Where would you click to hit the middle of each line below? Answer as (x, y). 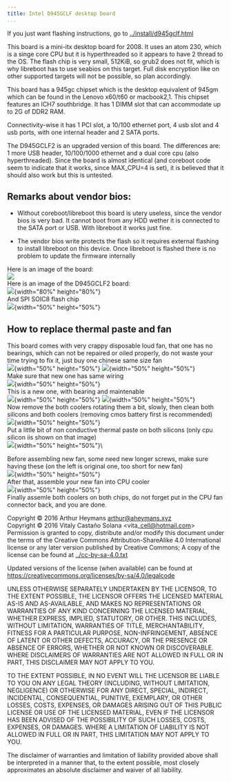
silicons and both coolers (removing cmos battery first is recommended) (110, 415)
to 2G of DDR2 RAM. (36, 111)
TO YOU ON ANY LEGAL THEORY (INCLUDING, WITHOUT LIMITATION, (109, 683)
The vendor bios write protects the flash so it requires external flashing (118, 241)
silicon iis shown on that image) (52, 437)
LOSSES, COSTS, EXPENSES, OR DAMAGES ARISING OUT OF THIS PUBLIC (114, 705)
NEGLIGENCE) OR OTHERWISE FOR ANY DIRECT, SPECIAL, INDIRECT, (108, 690)
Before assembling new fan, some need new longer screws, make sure (108, 459)
